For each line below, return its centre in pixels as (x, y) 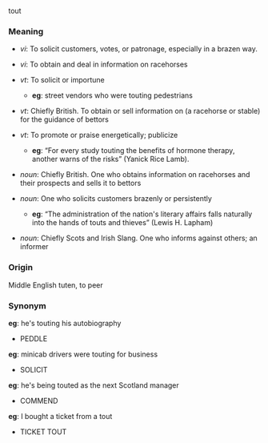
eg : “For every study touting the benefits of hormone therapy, (133, 151)
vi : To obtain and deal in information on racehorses (104, 64)
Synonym (27, 305)
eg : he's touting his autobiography (65, 323)
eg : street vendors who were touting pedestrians (112, 95)
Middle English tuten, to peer (56, 285)
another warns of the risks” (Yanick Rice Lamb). (110, 159)
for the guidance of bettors (64, 119)
